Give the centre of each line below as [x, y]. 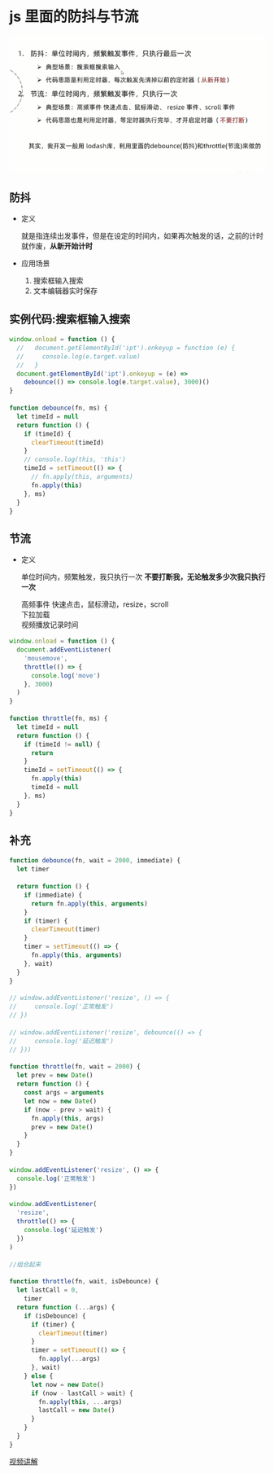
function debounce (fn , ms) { [59, 408]
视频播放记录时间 [50, 625]
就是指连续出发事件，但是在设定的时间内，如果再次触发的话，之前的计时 [142, 236]
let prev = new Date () [55, 1076]
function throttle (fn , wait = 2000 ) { [75, 1067]
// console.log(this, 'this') [75, 460]
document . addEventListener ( [64, 650]
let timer [33, 869]
